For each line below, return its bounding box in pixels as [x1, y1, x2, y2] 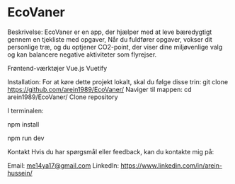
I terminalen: [7, 106, 44, 115]
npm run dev [7, 134, 45, 142]
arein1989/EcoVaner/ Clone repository [7, 93, 118, 101]
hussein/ [7, 168, 33, 177]
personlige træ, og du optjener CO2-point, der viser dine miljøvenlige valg [7, 42, 223, 51]
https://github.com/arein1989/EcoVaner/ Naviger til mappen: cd [7, 85, 192, 93]
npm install [7, 120, 40, 128]
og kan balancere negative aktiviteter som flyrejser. [7, 50, 157, 59]
